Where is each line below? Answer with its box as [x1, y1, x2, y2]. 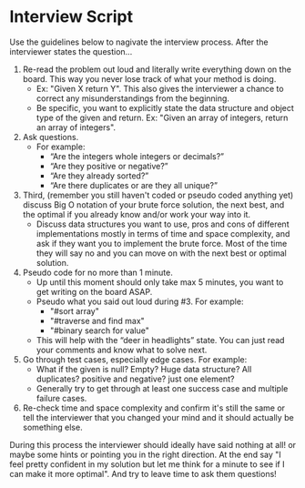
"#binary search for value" [49, 325, 150, 336]
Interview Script [9, 6, 134, 27]
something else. [22, 422, 84, 432]
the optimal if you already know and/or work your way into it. [22, 208, 251, 219]
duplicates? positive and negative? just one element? [36, 373, 235, 384]
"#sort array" [49, 305, 100, 316]
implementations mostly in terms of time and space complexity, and [36, 228, 290, 239]
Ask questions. [22, 131, 79, 142]
